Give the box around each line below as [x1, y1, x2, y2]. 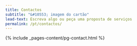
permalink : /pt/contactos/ [5, 21, 62, 26]
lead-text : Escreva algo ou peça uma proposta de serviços [5, 16, 132, 21]
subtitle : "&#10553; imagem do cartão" [5, 12, 89, 17]
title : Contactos [5, 7, 42, 12]
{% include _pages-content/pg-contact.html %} [5, 35, 105, 41]
